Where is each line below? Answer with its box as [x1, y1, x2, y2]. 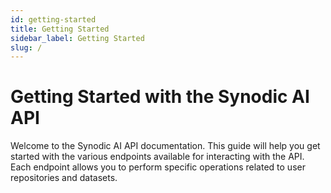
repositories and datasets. [10, 172, 118, 184]
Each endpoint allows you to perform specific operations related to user [10, 161, 306, 173]
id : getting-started [10, 14, 97, 25]
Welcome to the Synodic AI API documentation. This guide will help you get [10, 140, 321, 152]
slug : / [10, 42, 43, 53]
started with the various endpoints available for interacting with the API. [10, 151, 305, 163]
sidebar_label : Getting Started [10, 33, 145, 43]
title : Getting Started [10, 24, 110, 34]
